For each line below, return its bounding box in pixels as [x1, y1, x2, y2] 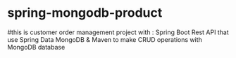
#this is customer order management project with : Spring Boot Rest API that [7, 28, 229, 36]
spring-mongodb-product [7, 5, 163, 21]
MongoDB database [7, 43, 66, 51]
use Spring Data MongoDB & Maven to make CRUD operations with [7, 35, 203, 43]
